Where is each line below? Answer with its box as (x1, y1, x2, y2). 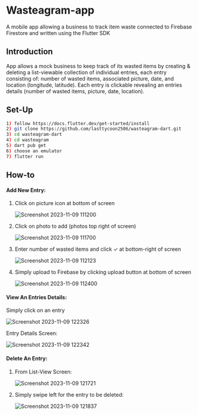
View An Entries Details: (6, 293, 67, 301)
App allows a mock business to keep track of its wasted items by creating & (6, 62, 191, 69)
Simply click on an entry (6, 307, 65, 314)
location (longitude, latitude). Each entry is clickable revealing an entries (6, 81, 183, 88)
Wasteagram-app (6, 4, 95, 17)
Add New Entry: (6, 186, 46, 193)
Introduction (6, 47, 53, 57)
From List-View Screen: (14, 368, 72, 375)
